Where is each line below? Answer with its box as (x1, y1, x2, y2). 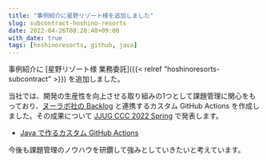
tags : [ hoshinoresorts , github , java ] (8, 41, 137, 49)
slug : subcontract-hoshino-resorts (8, 19, 127, 27)
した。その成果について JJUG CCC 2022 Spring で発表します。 (14, 111, 224, 121)
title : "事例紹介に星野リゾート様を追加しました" (8, 11, 154, 20)
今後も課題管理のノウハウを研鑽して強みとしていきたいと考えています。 (8, 145, 245, 155)
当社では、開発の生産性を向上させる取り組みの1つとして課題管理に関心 (8, 91, 242, 101)
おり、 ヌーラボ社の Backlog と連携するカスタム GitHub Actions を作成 (21, 101, 253, 111)
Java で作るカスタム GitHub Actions (19, 128, 139, 138)
